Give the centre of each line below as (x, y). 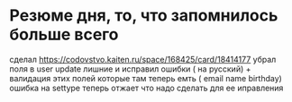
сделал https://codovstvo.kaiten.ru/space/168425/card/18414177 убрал (143, 59)
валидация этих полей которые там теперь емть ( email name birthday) (146, 78)
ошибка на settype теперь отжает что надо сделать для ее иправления (146, 88)
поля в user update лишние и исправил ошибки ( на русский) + (130, 69)
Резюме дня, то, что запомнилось (144, 16)
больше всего (64, 34)
